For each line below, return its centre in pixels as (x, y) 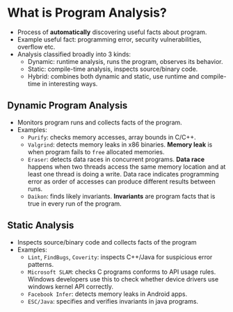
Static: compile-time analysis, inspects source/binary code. (113, 69)
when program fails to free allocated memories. (96, 151)
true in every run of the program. (74, 204)
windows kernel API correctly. (70, 286)
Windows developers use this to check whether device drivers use (123, 279)
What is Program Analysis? (87, 13)
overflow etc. (36, 47)
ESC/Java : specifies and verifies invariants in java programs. (113, 301)
